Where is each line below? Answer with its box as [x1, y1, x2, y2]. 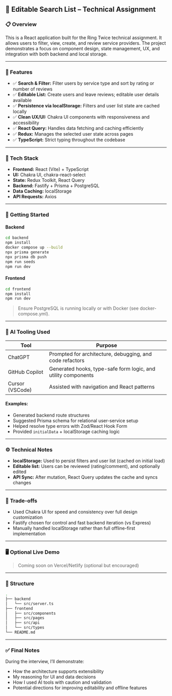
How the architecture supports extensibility [12, 668, 104, 674]
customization [12, 514, 43, 520]
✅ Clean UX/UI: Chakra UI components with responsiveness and [12, 114, 150, 120]
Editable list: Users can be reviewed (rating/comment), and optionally [12, 463, 160, 469]
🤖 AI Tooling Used [5, 328, 50, 335]
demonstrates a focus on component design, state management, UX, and [5, 45, 160, 51]
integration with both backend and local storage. [5, 51, 107, 57]
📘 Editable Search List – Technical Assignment [5, 5, 156, 14]
